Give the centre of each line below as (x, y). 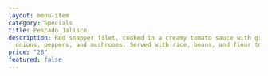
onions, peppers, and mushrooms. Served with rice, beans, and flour (133, 45)
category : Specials (41, 23)
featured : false (35, 60)
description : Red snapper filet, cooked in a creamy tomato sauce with (130, 38)
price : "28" (28, 52)
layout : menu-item (39, 15)
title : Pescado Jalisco (48, 30)
